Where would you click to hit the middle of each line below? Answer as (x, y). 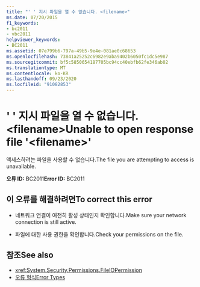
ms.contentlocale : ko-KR (37, 73)
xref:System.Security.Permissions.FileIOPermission (79, 270)
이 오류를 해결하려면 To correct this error (79, 199)
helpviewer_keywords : (33, 40)
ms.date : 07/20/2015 (32, 17)
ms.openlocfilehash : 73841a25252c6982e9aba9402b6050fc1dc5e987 (87, 57)
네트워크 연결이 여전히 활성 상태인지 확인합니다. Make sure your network (101, 215)
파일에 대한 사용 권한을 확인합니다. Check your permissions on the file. (99, 234)
